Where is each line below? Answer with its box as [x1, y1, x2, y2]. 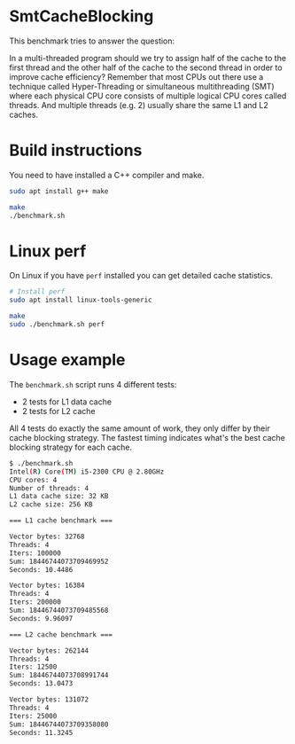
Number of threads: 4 [9, 483, 89, 493]
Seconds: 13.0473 [9, 679, 74, 688]
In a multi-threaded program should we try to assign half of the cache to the [9, 52, 286, 63]
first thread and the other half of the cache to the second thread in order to [9, 62, 283, 73]
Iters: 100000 [9, 548, 62, 558]
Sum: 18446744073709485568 [9, 606, 109, 615]
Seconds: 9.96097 [9, 614, 74, 623]
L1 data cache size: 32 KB [9, 492, 109, 501]
